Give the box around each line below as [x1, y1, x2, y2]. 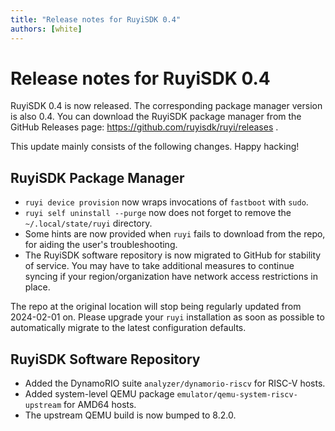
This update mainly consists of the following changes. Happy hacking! [10, 141, 300, 153]
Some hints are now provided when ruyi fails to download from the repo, [24, 228, 326, 240]
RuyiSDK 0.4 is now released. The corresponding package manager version [10, 100, 323, 112]
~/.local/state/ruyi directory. [24, 217, 153, 230]
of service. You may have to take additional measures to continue [24, 260, 295, 272]
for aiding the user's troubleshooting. [24, 239, 178, 251]
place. [24, 281, 51, 293]
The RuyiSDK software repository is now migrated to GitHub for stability [24, 249, 322, 261]
